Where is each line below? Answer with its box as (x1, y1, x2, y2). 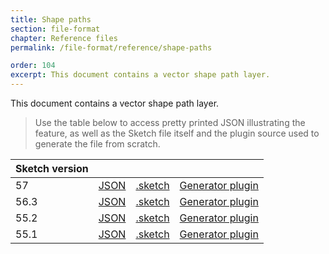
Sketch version (15, 162, 89, 175)
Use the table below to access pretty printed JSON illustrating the (34, 117, 306, 128)
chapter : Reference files (10, 33, 118, 43)
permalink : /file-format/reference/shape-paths (10, 42, 213, 53)
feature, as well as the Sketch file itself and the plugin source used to (34, 127, 320, 139)
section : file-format (10, 24, 101, 34)
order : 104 (10, 61, 56, 71)
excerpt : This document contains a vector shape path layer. (10, 70, 271, 80)
